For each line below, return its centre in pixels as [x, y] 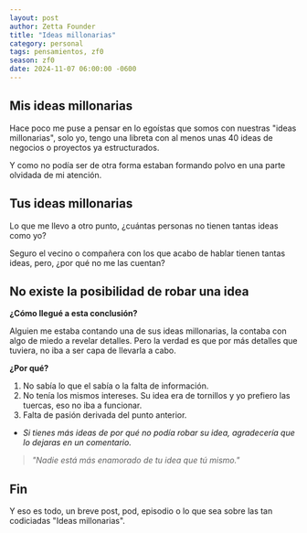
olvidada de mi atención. [56, 175]
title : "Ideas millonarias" [63, 35]
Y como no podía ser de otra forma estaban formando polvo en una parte [148, 165]
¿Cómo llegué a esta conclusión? [74, 314]
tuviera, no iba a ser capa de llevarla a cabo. [93, 351]
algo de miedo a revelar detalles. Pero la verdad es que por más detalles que [153, 341]
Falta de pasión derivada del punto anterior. [105, 415]
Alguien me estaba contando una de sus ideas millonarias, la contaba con [148, 331]
